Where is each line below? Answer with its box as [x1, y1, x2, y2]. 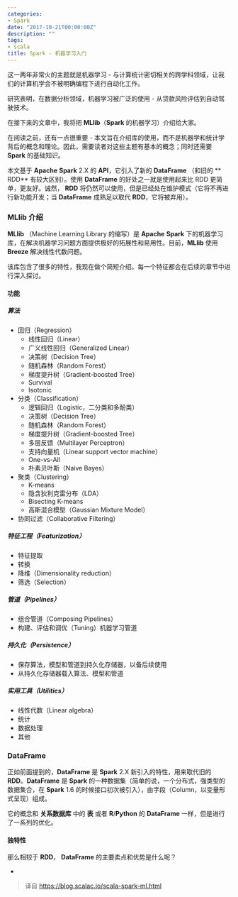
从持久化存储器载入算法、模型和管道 [17, 668, 124, 678]
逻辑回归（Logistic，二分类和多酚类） [28, 402, 139, 412]
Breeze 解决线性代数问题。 [7, 248, 86, 256]
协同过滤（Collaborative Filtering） [17, 514, 120, 522]
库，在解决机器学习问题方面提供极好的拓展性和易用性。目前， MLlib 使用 [7, 238, 218, 247]
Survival [28, 378, 52, 387]
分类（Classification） [17, 394, 83, 402]
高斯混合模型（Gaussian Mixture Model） [28, 505, 149, 514]
